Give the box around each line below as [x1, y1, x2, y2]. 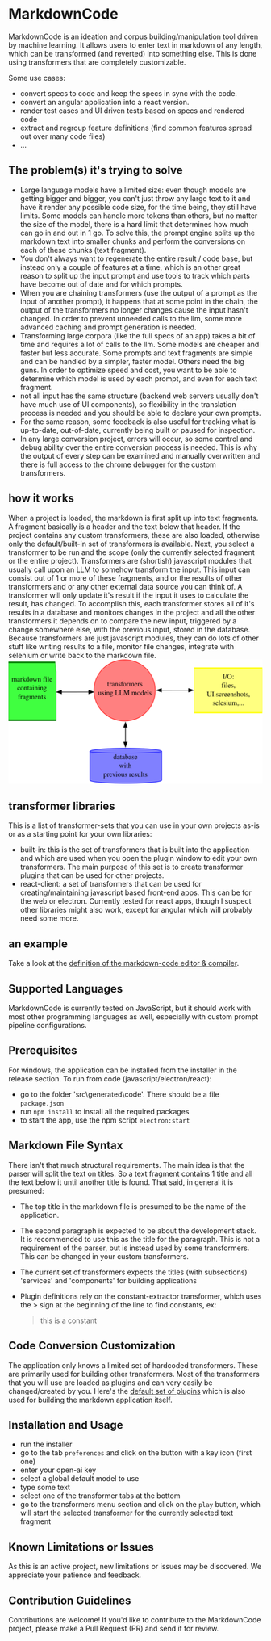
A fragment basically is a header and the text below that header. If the [8, 522, 240, 531]
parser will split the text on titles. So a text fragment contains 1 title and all [8, 1169, 253, 1178]
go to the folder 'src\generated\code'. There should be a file [19, 1089, 219, 1099]
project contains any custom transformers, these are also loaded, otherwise [8, 530, 261, 539]
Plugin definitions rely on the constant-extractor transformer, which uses [19, 1291, 262, 1301]
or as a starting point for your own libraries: [8, 829, 152, 839]
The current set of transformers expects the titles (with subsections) [19, 1267, 248, 1277]
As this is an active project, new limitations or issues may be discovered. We [8, 1562, 262, 1572]
